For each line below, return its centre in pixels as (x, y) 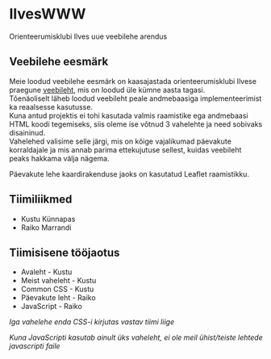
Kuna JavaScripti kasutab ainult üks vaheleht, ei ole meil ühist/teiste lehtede (136, 338)
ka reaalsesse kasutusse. (51, 106)
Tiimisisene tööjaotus (65, 252)
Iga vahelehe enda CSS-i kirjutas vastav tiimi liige (92, 322)
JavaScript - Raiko (52, 307)
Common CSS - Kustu (57, 289)
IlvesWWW (48, 14)
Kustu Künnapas (48, 219)
